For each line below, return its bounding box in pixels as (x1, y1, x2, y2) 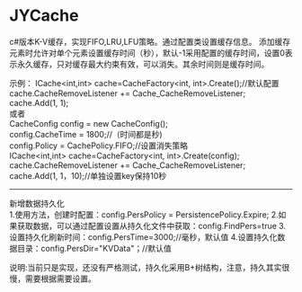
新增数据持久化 (9, 198, 65, 208)
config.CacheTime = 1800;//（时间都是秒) (9, 128, 164, 139)
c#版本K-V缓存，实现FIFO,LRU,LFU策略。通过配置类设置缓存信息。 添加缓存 (9, 36, 290, 47)
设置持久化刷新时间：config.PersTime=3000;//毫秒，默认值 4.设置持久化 (9, 231, 278, 243)
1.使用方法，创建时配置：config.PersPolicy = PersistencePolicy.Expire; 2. (9, 208, 279, 220)
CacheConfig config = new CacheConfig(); (9, 118, 169, 128)
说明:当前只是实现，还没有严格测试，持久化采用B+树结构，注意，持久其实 (9, 261, 282, 272)
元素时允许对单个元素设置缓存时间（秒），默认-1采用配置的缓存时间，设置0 (9, 47, 285, 58)
